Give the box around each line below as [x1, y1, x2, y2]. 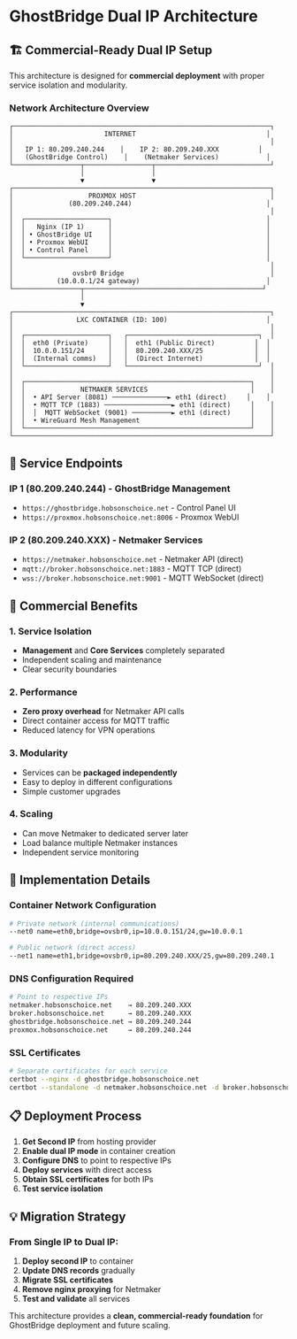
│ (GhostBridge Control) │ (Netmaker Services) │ [9, 153, 271, 162]
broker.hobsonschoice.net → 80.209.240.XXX [9, 1009, 192, 1019]
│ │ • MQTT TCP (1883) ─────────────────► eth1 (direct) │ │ [9, 401, 275, 410]
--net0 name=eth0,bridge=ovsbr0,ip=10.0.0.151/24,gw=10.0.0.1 [9, 927, 243, 936]
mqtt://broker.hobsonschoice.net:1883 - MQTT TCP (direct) [21, 564, 242, 574]
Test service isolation [21, 1183, 103, 1194]
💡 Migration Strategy [9, 1209, 126, 1224]
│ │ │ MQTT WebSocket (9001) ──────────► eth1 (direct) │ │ [9, 409, 275, 418]
